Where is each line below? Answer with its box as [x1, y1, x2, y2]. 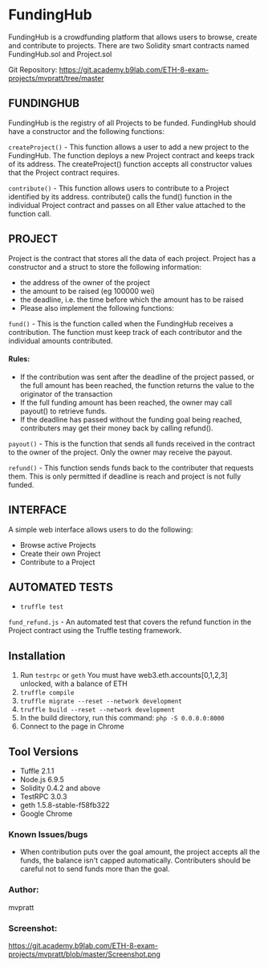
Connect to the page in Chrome [19, 721, 124, 732]
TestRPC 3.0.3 [19, 792, 67, 802]
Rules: [8, 354, 30, 364]
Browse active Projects [19, 540, 96, 549]
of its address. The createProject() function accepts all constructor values [8, 159, 253, 169]
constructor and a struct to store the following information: [8, 262, 202, 271]
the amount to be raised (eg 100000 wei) [19, 286, 155, 296]
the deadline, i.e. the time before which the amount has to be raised [19, 295, 244, 304]
